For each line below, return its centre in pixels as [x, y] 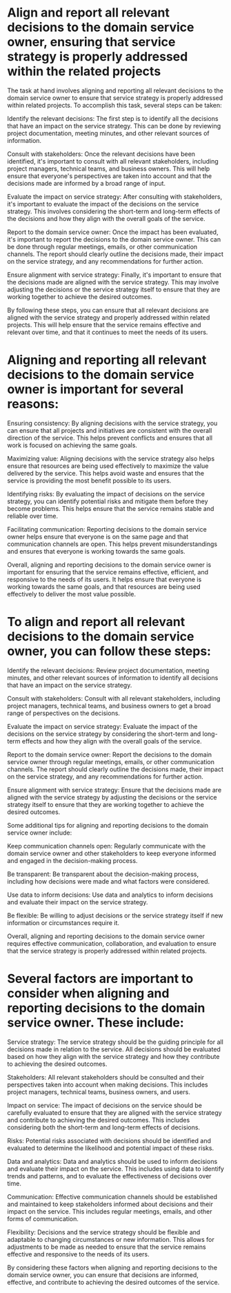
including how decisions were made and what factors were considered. [109, 881]
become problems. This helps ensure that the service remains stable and [111, 508]
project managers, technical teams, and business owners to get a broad [109, 706]
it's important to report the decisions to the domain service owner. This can [114, 239]
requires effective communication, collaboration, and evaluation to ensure [112, 943]
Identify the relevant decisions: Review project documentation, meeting [108, 670]
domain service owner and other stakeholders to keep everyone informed [112, 853]
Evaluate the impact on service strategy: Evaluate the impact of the [102, 726]
